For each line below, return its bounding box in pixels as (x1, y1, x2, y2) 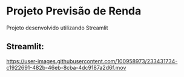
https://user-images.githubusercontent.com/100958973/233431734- (6, 57, 178, 64)
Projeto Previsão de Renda (6, 4, 142, 18)
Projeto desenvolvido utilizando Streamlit (6, 24, 108, 31)
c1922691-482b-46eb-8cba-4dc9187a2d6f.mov (6, 64, 126, 71)
